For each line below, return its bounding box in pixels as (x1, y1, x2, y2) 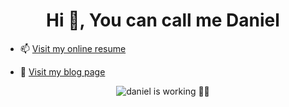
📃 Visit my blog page (19, 65, 106, 78)
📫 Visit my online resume (19, 42, 127, 54)
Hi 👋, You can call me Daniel (46, 9, 280, 32)
